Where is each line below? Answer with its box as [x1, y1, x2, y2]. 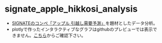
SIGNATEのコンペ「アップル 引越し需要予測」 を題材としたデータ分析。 [11, 20, 158, 26]
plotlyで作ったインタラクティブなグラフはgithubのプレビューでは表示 [11, 26, 153, 32]
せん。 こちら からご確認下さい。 [20, 32, 86, 38]
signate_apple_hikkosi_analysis [4, 3, 138, 15]
